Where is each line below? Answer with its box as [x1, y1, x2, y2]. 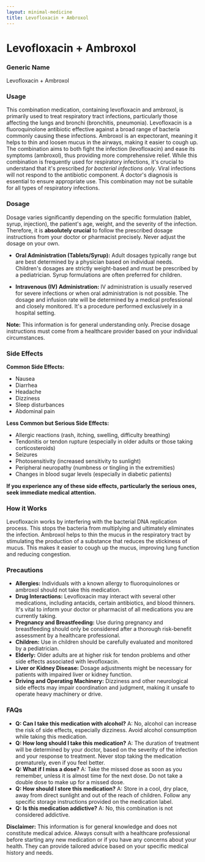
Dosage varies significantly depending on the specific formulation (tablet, [6, 213, 192, 221]
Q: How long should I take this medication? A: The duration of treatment [15, 739, 199, 747]
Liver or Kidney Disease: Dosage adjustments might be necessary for [15, 665, 192, 672]
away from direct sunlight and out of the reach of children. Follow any [15, 791, 191, 799]
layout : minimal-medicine [6, 9, 72, 15]
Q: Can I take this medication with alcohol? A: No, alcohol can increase [15, 720, 197, 727]
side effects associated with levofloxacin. [15, 658, 119, 665]
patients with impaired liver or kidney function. [15, 671, 133, 678]
